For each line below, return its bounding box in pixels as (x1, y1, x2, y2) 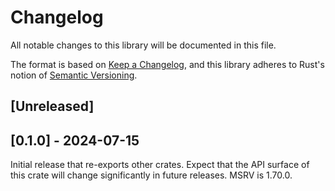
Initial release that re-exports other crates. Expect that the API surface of (10, 159, 310, 171)
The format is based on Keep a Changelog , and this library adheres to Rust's (10, 58, 325, 70)
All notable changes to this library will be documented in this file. (10, 39, 277, 51)
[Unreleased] (10, 98, 95, 115)
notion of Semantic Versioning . (10, 69, 138, 81)
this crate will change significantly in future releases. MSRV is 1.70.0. (10, 169, 293, 181)
